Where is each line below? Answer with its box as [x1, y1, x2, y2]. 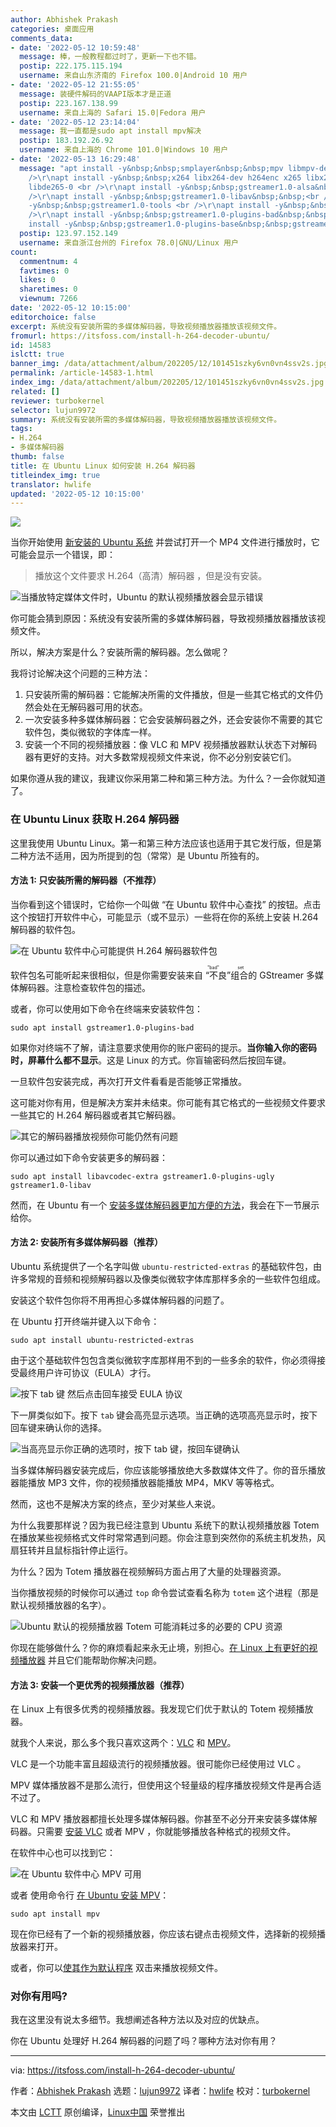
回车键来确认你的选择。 [10, 1421, 107, 1433]
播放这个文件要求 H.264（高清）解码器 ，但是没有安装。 [34, 570, 268, 582]
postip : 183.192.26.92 [19, 136, 114, 146]
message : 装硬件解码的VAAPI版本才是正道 [19, 89, 172, 99]
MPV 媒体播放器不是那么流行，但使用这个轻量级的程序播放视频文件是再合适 [10, 1779, 322, 1791]
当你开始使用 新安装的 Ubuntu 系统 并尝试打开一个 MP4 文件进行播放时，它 [10, 536, 320, 548]
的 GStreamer [248, 969, 305, 981]
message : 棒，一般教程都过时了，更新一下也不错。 [19, 52, 202, 62]
